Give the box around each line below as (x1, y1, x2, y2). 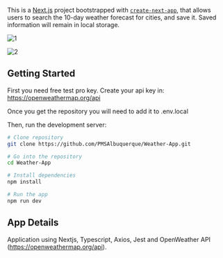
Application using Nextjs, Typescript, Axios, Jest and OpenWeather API (7, 235, 210, 243)
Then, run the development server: (7, 120, 107, 129)
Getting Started (7, 67, 76, 79)
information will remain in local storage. (7, 21, 120, 29)
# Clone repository (7, 134, 64, 141)
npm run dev (7, 197, 42, 204)
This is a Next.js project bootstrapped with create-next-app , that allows (7, 6, 211, 14)
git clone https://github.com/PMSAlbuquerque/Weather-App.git (7, 140, 191, 147)
